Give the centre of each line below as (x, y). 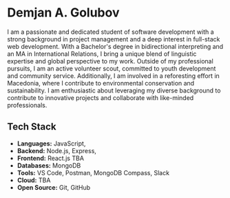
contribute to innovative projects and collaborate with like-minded (101, 97)
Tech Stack (32, 127)
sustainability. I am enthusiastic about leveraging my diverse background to (114, 90)
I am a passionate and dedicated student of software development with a (111, 32)
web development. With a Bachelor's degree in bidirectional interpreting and (115, 46)
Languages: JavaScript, (51, 143)
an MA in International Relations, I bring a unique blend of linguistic (102, 54)
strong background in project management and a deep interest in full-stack (114, 39)
